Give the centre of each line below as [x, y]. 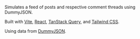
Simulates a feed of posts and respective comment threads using [70, 7]
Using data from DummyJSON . [35, 31]
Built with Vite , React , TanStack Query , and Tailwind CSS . [62, 22]
